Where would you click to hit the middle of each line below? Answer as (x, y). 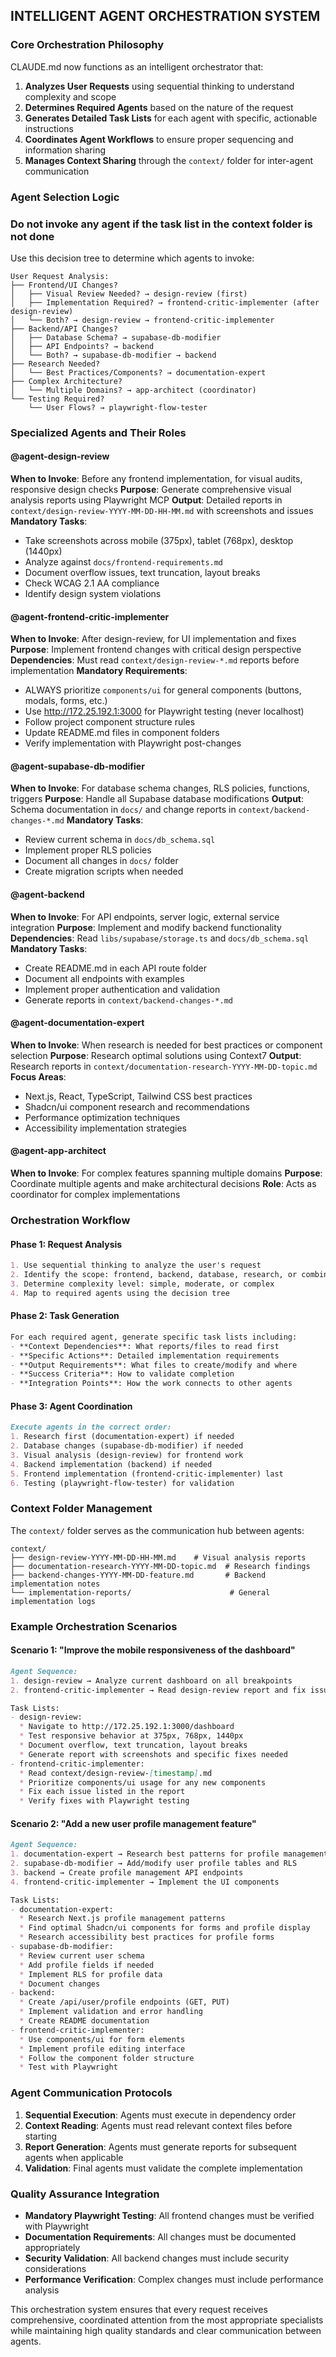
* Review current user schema (82, 1955)
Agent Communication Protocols (91, 2093)
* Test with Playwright (68, 2067)
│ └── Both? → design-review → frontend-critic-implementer (142, 320)
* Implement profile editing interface (102, 2049)
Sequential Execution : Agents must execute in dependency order (160, 2115)
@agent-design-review (60, 456)
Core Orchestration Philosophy (87, 45)
